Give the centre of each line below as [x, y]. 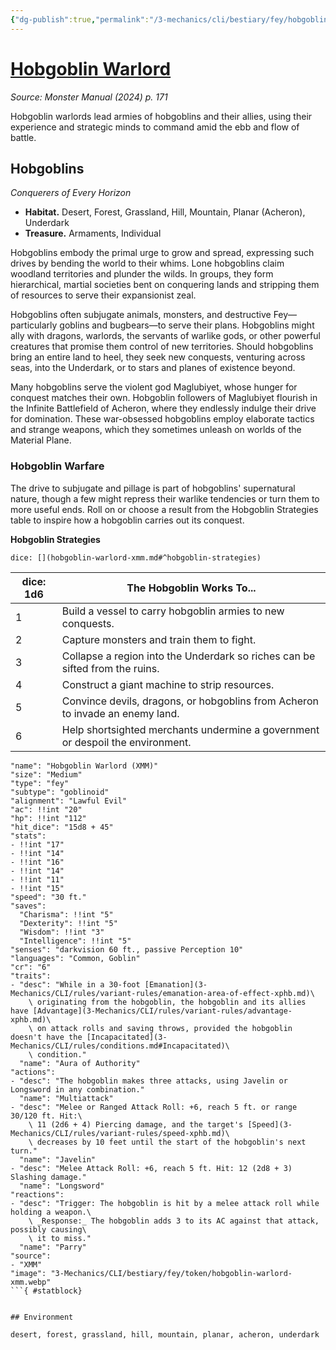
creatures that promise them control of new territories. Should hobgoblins [162, 347]
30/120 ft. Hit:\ [46, 1116]
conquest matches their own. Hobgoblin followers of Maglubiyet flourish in [164, 398]
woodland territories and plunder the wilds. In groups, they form [142, 274]
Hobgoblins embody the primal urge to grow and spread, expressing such [162, 253]
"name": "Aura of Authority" [80, 1063]
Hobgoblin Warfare [57, 466]
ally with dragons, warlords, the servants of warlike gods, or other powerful [165, 336]
